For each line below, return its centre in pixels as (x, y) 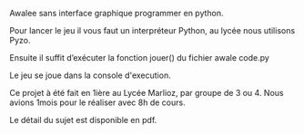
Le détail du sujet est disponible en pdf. (83, 120)
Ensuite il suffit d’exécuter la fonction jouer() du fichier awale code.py (140, 57)
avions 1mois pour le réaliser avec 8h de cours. (97, 102)
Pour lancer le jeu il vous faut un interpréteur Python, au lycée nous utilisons (152, 30)
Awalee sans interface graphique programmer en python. (117, 13)
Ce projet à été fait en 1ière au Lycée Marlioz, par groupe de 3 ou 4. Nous (147, 93)
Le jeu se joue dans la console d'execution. (90, 75)
